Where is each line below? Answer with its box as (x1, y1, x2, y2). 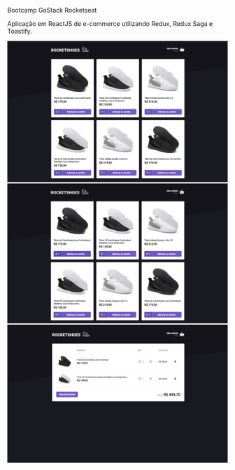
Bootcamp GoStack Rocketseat (7, 6, 97, 14)
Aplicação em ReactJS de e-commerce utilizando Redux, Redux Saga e (7, 20, 213, 27)
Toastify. (7, 27, 33, 35)
